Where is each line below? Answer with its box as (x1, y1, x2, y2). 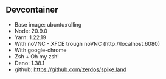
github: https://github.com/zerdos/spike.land (14, 66, 127, 73)
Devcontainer (5, 5, 58, 15)
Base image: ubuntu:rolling (14, 21, 82, 28)
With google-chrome (14, 46, 67, 54)
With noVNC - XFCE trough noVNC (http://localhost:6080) (14, 40, 161, 47)
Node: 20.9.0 (14, 27, 48, 34)
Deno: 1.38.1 (14, 59, 45, 66)
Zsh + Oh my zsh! (14, 52, 59, 60)
